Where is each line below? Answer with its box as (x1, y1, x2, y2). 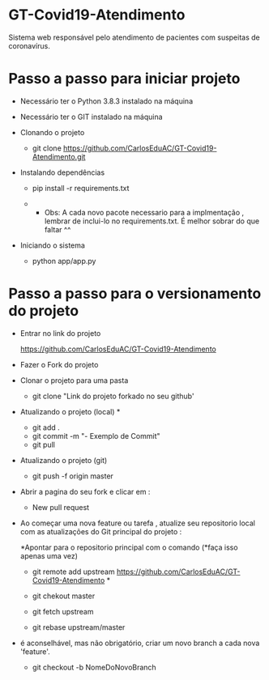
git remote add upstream (32, 567, 115, 576)
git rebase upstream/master (32, 622, 126, 632)
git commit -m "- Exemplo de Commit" (32, 431, 160, 440)
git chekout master (32, 591, 96, 601)
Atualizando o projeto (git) (19, 455, 108, 465)
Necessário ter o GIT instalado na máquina (19, 112, 164, 121)
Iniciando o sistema (19, 240, 85, 250)
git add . (32, 423, 61, 432)
